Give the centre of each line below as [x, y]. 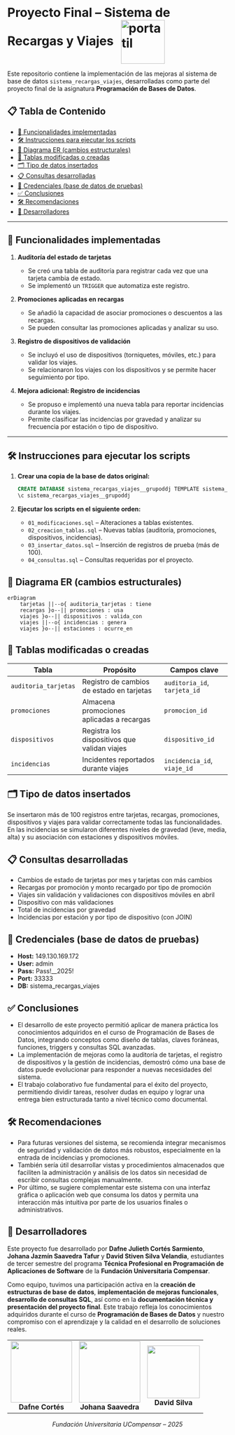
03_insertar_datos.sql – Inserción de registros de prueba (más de [123, 545]
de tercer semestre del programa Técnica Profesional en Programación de [116, 1263]
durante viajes [106, 768]
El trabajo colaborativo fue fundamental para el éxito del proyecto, [113, 1085]
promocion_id [186, 710]
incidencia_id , [188, 760]
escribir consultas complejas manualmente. [80, 1180]
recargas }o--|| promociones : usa [72, 610]
